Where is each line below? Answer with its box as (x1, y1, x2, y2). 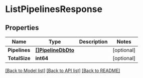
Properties (5, 23, 39, 32)
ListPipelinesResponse (5, 3, 103, 15)
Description (79, 38, 108, 45)
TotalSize (8, 55, 31, 61)
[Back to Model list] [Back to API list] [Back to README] (5, 67, 120, 73)
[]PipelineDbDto (35, 46, 74, 53)
